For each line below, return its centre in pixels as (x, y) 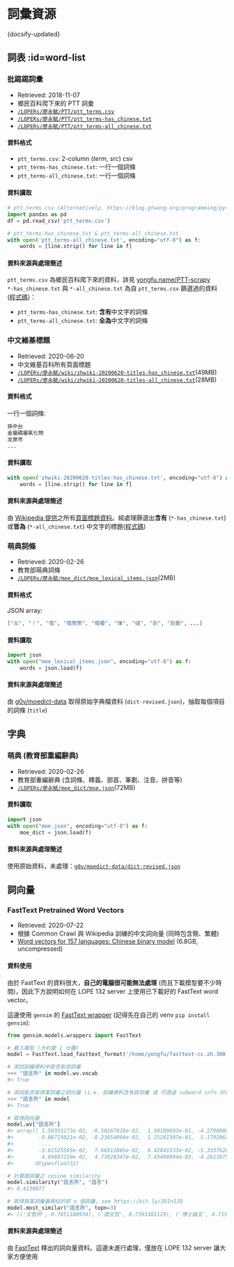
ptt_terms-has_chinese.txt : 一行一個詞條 (76, 166)
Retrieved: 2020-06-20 (51, 356)
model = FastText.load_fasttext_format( (67, 1055)
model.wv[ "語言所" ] (34, 1125)
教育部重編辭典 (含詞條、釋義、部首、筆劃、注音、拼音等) (100, 779)
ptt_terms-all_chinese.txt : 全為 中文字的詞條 (83, 320)
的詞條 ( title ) (27, 710)
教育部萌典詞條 (39, 570)
